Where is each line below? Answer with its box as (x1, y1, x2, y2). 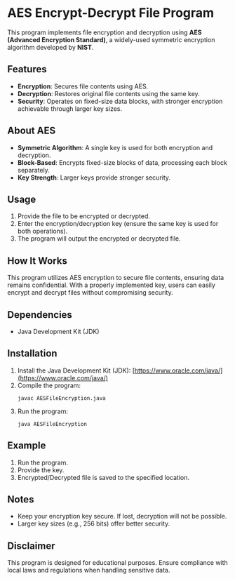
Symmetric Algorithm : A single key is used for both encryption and (17, 143, 213, 152)
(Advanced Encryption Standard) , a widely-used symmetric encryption (7, 35, 215, 44)
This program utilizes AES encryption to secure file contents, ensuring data (7, 274, 224, 282)
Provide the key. (17, 465, 65, 474)
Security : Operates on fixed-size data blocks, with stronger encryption (17, 97, 223, 105)
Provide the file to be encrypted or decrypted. (17, 212, 151, 220)
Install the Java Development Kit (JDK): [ (17, 366, 135, 375)
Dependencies (7, 309, 72, 321)
